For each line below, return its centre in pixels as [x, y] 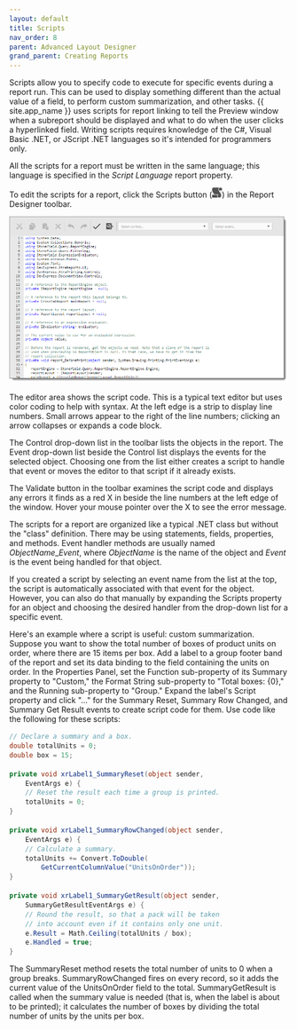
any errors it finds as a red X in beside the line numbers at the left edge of [144, 498]
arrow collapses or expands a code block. [86, 425]
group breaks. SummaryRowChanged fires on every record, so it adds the [144, 979]
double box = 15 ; [41, 755]
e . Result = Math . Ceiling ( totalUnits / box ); [109, 933]
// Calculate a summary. [71, 849]
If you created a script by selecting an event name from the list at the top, [143, 579]
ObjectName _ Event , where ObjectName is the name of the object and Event [148, 553]
